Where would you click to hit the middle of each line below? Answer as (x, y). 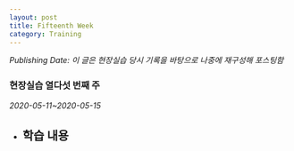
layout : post (34, 17)
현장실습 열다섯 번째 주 (55, 85)
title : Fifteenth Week (51, 26)
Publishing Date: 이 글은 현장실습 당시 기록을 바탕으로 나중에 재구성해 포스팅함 (147, 60)
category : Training (46, 34)
